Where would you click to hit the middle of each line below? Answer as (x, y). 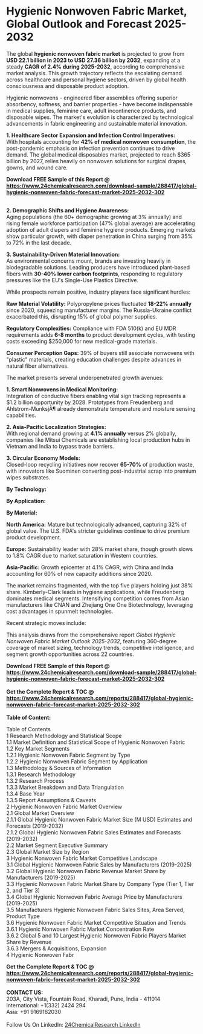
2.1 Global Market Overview (40, 813)
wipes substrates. (28, 477)
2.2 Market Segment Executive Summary (57, 845)
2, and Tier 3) (23, 890)
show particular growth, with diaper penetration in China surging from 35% (100, 236)
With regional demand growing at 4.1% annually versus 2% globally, (92, 433)
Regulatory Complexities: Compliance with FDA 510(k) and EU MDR (91, 328)
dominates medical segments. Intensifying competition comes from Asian (98, 598)
